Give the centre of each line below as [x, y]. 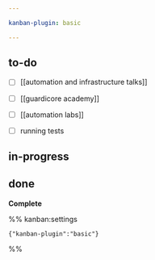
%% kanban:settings [43, 219]
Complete [25, 203]
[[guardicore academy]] [59, 99]
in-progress [39, 157]
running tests [42, 131]
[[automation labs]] [52, 115]
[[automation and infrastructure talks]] [84, 82]
